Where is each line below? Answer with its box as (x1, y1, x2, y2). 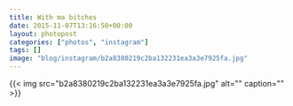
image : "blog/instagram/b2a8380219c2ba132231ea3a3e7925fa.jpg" (9, 54, 249, 63)
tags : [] (9, 46, 42, 55)
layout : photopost (9, 29, 77, 38)
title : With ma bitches (9, 12, 98, 22)
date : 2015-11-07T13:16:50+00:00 (9, 21, 133, 30)
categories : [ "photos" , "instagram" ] (9, 37, 149, 47)
